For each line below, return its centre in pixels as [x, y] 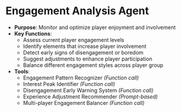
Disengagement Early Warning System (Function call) [88, 90]
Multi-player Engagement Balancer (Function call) [84, 103]
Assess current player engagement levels [74, 40]
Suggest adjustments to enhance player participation [87, 59]
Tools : [22, 71]
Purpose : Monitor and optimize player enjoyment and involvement [95, 27]
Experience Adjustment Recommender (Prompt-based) [90, 97]
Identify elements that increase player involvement [84, 46]
